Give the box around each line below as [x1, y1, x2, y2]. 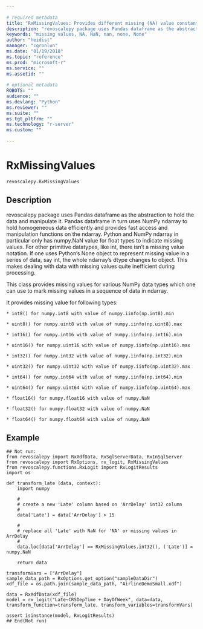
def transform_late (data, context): [6, 480, 101, 487]
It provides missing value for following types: [6, 299, 118, 306]
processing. [6, 269, 36, 276]
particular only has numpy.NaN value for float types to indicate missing [6, 236, 183, 244]
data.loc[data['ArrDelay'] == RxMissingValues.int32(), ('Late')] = [17, 544, 193, 550]
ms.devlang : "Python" [6, 99, 61, 105]
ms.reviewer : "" [6, 104, 47, 111]
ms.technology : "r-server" [6, 122, 74, 128]
